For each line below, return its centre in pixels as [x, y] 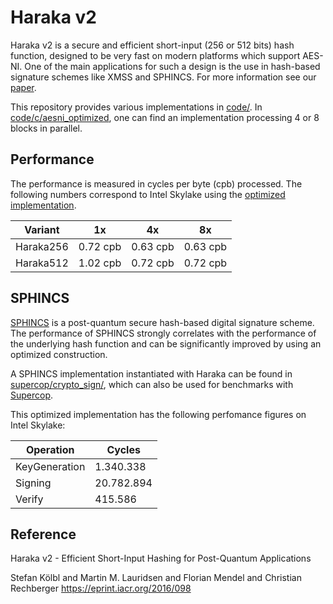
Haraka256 [42, 246]
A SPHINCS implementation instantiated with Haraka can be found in [151, 373]
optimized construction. [59, 354]
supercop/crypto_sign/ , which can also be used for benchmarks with [152, 384]
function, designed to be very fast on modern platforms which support [155, 55]
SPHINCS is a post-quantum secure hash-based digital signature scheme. [162, 322]
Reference [43, 534]
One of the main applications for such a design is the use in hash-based [172, 66]
